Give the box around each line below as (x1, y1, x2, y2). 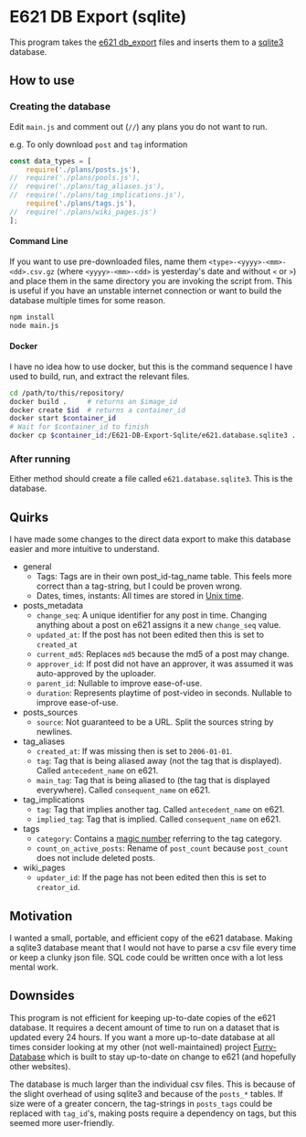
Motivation (9, 908, 73, 924)
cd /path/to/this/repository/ (9, 388, 125, 398)
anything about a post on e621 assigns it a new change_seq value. (36, 620, 281, 631)
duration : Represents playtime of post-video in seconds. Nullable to (36, 687, 292, 698)
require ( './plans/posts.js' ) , (26, 165, 142, 175)
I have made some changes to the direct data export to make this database (9, 534, 291, 545)
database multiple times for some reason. (9, 294, 166, 305)
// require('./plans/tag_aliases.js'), (9, 182, 166, 191)
